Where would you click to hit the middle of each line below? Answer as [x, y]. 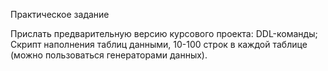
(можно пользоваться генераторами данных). [109, 55]
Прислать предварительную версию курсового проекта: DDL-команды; [164, 33]
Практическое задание [60, 14]
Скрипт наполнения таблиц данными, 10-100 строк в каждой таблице [159, 44]
